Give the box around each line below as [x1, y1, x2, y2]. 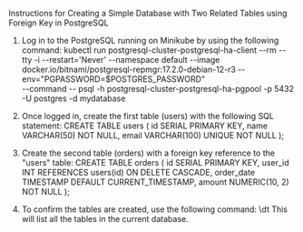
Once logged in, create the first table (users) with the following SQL [21, 111, 274, 121]
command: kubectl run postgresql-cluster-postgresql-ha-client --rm [21, 45, 278, 55]
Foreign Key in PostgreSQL [8, 17, 110, 28]
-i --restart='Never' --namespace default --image [34, 55, 220, 65]
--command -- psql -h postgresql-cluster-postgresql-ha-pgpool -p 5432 [21, 84, 295, 94]
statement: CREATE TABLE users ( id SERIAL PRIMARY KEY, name [21, 120, 269, 131]
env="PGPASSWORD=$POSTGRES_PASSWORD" [21, 74, 206, 85]
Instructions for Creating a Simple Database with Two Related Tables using [8, 8, 288, 18]
